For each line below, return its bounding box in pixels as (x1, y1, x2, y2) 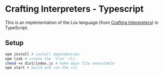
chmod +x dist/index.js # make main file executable (5, 61, 115, 66)
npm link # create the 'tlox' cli (5, 56, 76, 61)
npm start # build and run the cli (5, 65, 78, 70)
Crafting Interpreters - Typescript (5, 3, 144, 15)
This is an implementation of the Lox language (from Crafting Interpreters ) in (5, 19, 159, 25)
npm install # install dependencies (5, 52, 80, 56)
